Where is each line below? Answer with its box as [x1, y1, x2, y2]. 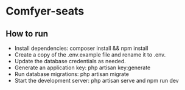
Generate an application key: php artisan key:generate [14, 64, 151, 71]
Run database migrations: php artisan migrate [14, 71, 129, 77]
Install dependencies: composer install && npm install [14, 44, 148, 52]
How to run [5, 29, 49, 39]
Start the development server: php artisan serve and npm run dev [14, 77, 179, 84]
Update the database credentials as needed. [14, 58, 126, 64]
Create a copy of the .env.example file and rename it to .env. [14, 51, 166, 58]
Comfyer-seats [5, 4, 85, 18]
